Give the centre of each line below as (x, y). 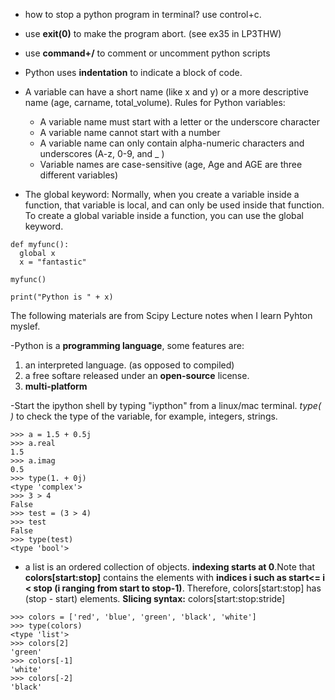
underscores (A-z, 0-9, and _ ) (102, 153)
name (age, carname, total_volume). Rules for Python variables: (155, 102)
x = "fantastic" (53, 262)
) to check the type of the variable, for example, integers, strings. (144, 416)
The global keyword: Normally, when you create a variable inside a (162, 194)
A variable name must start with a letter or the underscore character (179, 122)
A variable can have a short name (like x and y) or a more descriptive (166, 92)
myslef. (25, 326)
